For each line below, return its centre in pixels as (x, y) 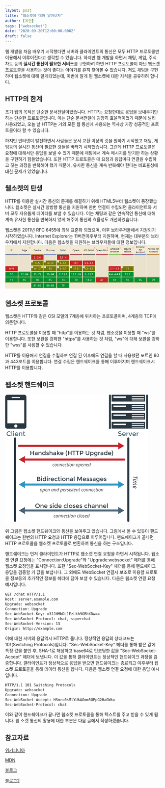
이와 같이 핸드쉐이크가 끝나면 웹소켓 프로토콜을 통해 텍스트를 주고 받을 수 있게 (79, 714)
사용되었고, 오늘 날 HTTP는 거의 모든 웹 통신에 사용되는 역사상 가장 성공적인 (78, 124)
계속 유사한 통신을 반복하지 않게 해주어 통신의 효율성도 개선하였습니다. (72, 219)
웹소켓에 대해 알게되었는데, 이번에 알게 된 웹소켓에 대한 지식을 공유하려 (82, 76)
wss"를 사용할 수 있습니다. (37, 345)
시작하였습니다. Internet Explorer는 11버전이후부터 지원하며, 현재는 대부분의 (78, 236)
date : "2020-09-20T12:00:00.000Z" (41, 31)
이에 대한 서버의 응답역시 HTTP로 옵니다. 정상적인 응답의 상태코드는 (70, 638)
